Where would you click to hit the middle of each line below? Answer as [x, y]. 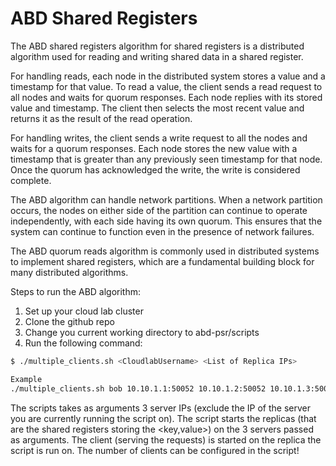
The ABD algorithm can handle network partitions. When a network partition [166, 199]
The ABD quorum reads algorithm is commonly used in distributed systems [165, 251]
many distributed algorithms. [69, 272]
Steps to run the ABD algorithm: [76, 291]
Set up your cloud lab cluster [84, 311]
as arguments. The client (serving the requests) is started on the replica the [166, 439]
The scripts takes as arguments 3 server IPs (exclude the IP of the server [160, 408]
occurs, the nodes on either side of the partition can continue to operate [159, 210]
